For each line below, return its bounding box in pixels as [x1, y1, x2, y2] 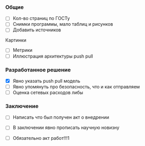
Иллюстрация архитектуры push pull [12, 53, 93, 59]
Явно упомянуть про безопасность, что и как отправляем [12, 83, 140, 89]
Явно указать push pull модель [12, 78, 80, 84]
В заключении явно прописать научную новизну [12, 124, 119, 131]
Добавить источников [12, 27, 61, 33]
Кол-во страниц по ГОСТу [12, 15, 70, 22]
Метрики [12, 47, 33, 53]
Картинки [5, 37, 27, 43]
